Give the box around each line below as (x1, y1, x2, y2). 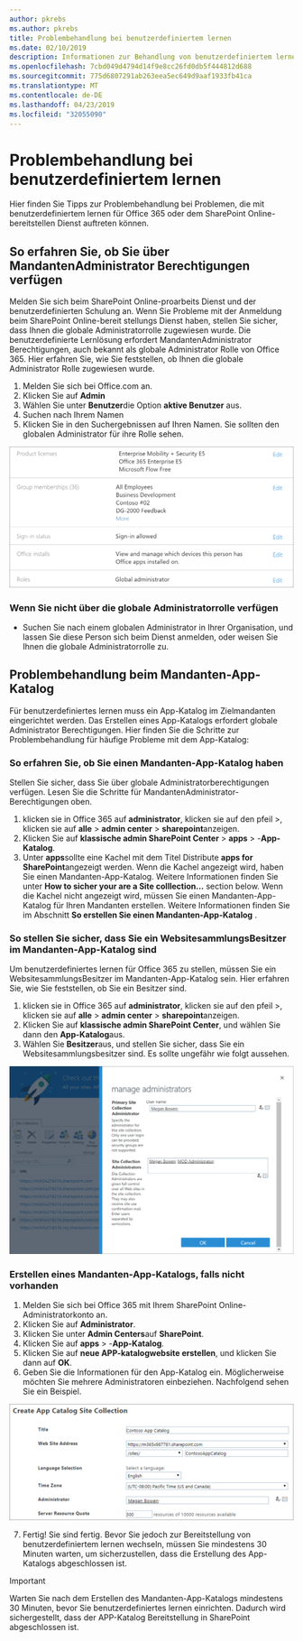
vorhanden (9, 1279, 59, 1292)
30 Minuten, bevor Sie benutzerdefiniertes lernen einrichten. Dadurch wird (9, 1602, 287, 1613)
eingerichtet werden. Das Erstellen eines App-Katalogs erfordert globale (9, 714, 278, 725)
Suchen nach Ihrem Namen (22, 410, 124, 420)
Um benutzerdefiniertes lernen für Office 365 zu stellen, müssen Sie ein (9, 963, 277, 974)
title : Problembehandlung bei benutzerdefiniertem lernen (9, 33, 232, 42)
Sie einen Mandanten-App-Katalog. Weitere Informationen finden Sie (22, 871, 279, 882)
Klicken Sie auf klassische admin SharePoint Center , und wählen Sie (22, 1019, 281, 1030)
